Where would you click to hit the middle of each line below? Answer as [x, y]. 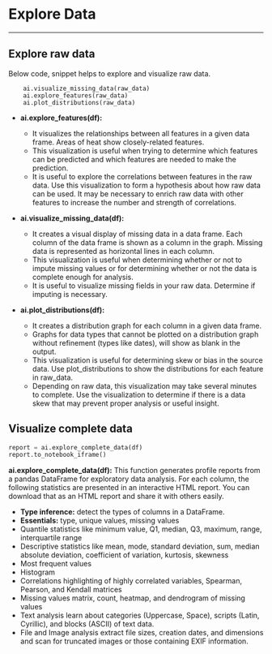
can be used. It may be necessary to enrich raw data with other [138, 194]
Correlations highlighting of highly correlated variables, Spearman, [131, 581]
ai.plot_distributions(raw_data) [79, 102]
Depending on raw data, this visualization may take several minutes [144, 385]
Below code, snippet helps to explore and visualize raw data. [110, 73]
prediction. [50, 168]
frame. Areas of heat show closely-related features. [118, 142]
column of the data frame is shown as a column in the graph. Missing [147, 242]
